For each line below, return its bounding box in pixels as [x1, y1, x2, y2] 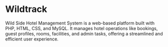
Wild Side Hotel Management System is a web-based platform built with [5, 20, 155, 26]
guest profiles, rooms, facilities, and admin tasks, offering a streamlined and [5, 30, 163, 36]
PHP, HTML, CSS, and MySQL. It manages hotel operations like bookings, [5, 25, 158, 31]
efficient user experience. [5, 36, 59, 42]
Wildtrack [5, 3, 47, 15]
